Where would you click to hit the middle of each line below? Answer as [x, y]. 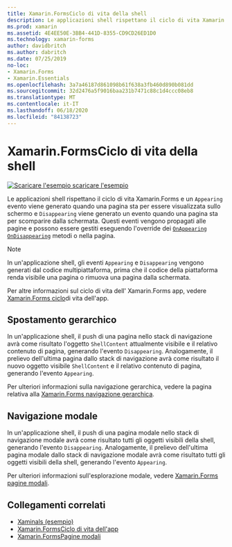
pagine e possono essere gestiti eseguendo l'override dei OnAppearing [107, 228]
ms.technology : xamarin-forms [51, 40]
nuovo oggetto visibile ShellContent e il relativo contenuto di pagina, [105, 366]
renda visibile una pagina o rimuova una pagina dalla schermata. [99, 277]
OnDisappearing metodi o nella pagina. [61, 235]
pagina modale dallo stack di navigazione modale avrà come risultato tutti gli [116, 455]
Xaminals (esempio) [45, 522]
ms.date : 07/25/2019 [37, 59]
